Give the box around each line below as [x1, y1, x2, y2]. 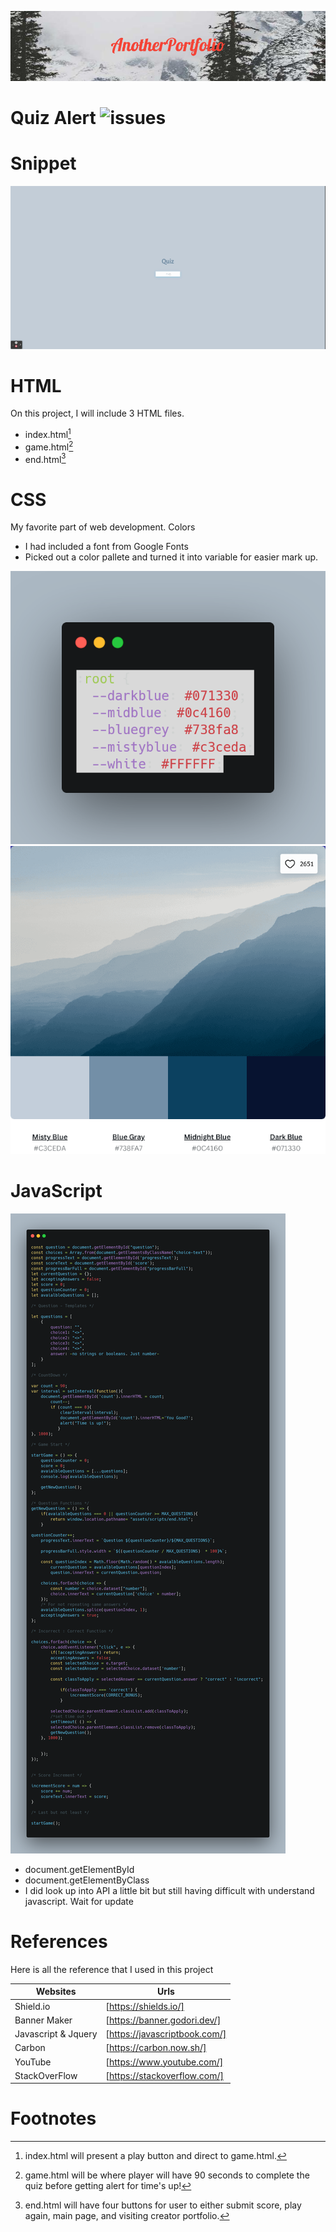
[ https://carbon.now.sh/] [105, 2042, 207, 2054]
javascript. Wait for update [24, 1895, 134, 1907]
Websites [35, 1986, 77, 1998]
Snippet [10, 152, 77, 175]
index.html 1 [24, 427, 72, 441]
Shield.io [14, 2000, 51, 2012]
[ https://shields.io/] [105, 2000, 185, 2012]
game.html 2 [24, 439, 74, 453]
